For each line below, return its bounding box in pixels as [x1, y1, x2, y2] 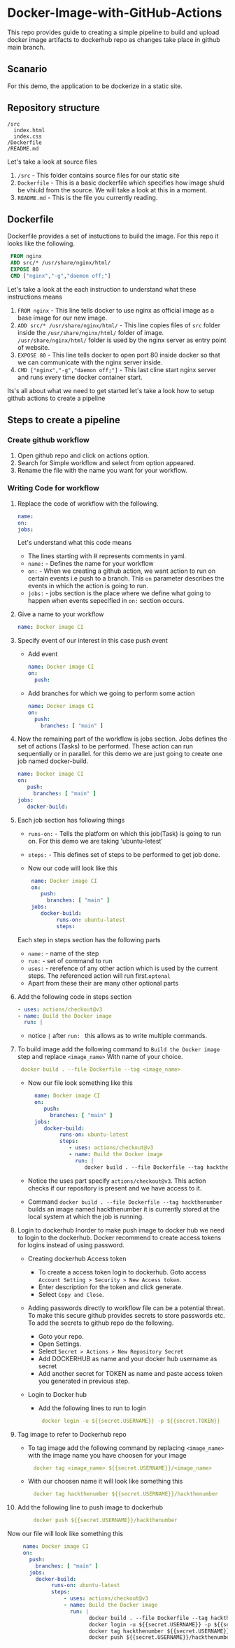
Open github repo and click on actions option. [17, 451, 150, 460]
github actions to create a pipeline [7, 394, 106, 402]
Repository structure [7, 102, 100, 114]
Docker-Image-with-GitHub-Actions [7, 5, 222, 21]
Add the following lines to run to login [38, 1404, 146, 1412]
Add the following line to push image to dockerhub [17, 1503, 163, 1512]
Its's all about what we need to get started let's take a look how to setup [7, 386, 215, 395]
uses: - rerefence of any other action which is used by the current [27, 964, 218, 972]
